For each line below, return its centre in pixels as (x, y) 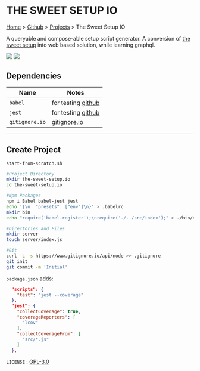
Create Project (34, 150)
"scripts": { (28, 289)
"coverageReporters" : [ (46, 317)
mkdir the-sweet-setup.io (38, 180)
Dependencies (34, 76)
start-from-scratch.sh (34, 163)
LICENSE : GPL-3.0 (28, 362)
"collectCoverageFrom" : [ (49, 334)
